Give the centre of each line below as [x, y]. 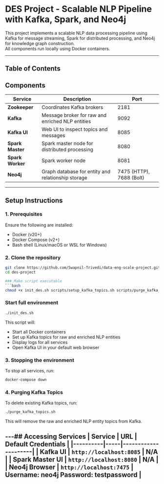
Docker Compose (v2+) [36, 240]
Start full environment [32, 303]
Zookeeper [20, 107]
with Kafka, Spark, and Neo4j [66, 19]
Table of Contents [33, 69]
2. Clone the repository [33, 257]
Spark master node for [67, 144]
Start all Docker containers [39, 332]
